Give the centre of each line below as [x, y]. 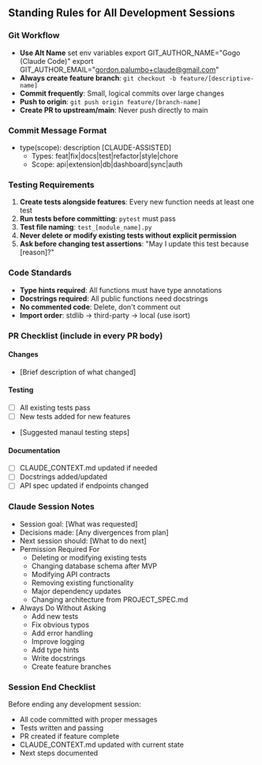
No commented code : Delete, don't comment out [100, 306]
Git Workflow [34, 36]
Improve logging [58, 641]
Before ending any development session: [75, 704]
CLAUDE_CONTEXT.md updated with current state [101, 744]
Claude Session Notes [51, 507]
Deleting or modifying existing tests [89, 557]
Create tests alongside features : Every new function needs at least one [137, 202]
